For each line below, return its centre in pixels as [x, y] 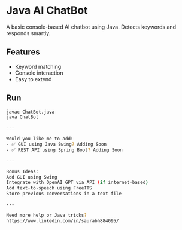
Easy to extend [33, 79]
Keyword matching [38, 66]
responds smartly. [28, 33]
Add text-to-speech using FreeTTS [49, 188]
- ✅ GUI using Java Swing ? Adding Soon [56, 145]
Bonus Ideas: [22, 171]
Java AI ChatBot [47, 10]
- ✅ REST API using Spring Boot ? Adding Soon [64, 150]
